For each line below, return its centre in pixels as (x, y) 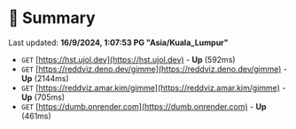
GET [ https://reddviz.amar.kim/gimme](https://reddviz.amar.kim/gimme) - (153, 87)
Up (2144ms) (45, 78)
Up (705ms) (43, 97)
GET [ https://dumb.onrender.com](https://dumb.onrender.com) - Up (144, 106)
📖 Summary (52, 18)
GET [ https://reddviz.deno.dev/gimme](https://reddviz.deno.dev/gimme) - (154, 69)
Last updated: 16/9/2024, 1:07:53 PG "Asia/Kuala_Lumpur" (118, 42)
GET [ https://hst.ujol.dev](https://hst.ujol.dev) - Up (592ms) (128, 59)
